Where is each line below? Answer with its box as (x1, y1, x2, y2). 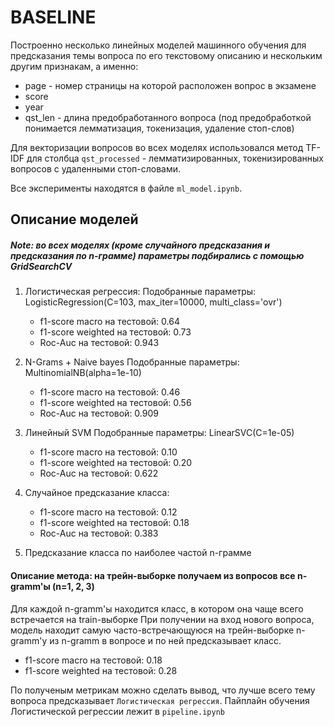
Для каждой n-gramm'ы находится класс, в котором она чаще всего (10, 602, 304, 615)
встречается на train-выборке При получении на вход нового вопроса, (10, 613, 315, 625)
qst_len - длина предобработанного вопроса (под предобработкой (24, 111, 312, 123)
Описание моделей (10, 211, 139, 228)
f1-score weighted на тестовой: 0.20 (39, 457, 193, 469)
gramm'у (10, 634, 48, 646)
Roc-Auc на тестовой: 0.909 (39, 407, 159, 420)
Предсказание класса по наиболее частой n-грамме (24, 547, 252, 559)
